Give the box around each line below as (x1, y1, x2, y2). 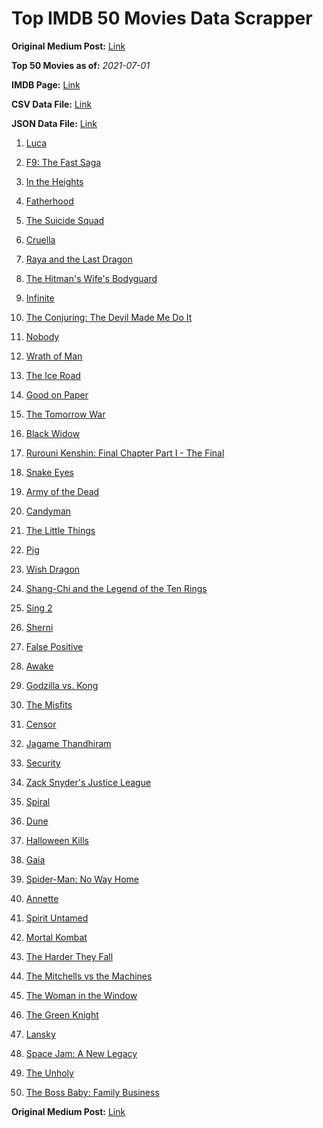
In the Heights (25, 175, 84, 187)
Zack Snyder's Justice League (25, 776, 152, 788)
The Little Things (25, 524, 96, 536)
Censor (25, 718, 57, 730)
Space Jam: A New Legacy (25, 1047, 138, 1059)
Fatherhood (25, 195, 74, 207)
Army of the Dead (25, 485, 100, 497)
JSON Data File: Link (11, 117, 98, 129)
